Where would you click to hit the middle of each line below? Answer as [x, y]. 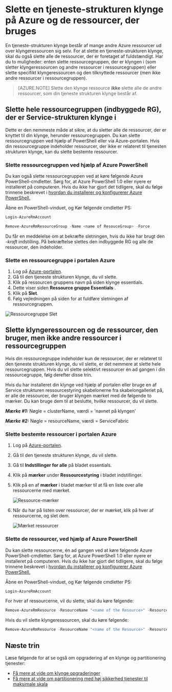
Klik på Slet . [25, 293]
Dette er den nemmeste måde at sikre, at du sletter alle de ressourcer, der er [86, 130]
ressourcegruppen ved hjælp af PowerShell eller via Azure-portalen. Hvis [82, 141]
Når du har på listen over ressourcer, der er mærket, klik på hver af [83, 510]
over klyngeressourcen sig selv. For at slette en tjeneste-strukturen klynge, [84, 51]
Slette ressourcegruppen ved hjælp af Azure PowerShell [77, 165]
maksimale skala [30, 684]
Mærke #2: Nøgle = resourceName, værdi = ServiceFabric [67, 421]
